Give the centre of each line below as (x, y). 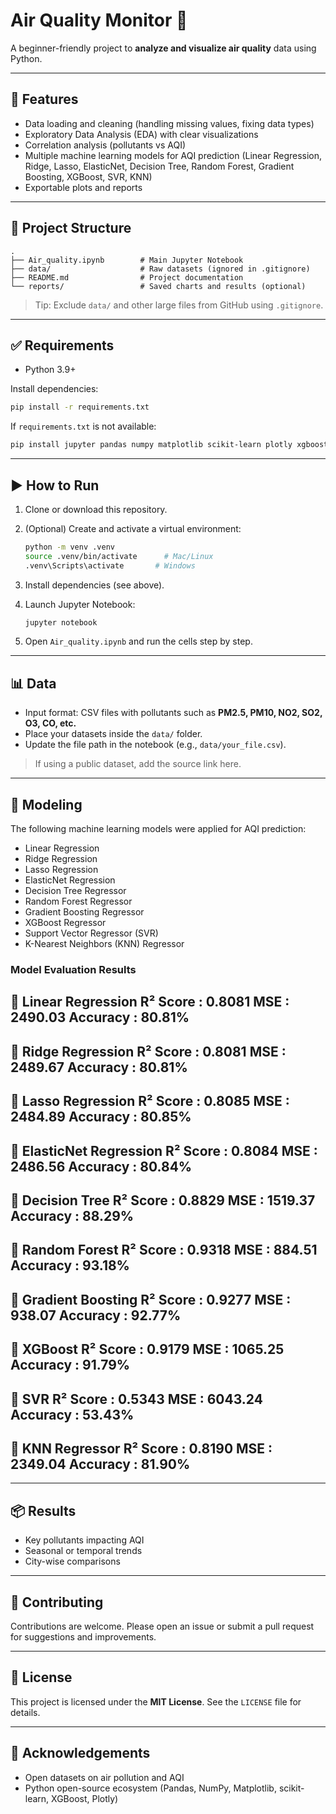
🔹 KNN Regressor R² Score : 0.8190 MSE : (141, 1448)
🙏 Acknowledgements (80, 1753)
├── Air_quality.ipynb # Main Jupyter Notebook (127, 260)
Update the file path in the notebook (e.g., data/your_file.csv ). (155, 745)
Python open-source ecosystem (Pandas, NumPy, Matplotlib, (150, 1788)
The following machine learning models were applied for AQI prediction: (158, 829)
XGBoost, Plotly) (85, 1798)
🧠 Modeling (46, 804)
